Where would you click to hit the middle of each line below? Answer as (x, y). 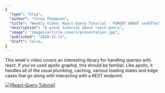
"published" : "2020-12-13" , (38, 37)
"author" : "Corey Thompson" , (39, 19)
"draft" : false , (26, 42)
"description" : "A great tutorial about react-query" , (67, 28)
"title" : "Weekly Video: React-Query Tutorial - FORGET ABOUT (74, 23)
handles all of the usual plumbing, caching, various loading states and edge (82, 70)
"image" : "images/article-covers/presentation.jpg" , (65, 32)
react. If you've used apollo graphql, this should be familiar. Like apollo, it (79, 65)
